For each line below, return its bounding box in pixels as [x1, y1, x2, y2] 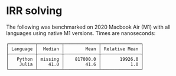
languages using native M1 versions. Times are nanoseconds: [6, 29, 156, 36]
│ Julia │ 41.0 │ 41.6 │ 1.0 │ [6, 61, 144, 67]
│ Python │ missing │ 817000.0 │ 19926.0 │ [6, 56, 144, 62]
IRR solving [6, 4, 63, 18]
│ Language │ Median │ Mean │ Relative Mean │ [6, 46, 144, 52]
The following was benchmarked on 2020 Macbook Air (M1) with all [6, 23, 171, 30]
